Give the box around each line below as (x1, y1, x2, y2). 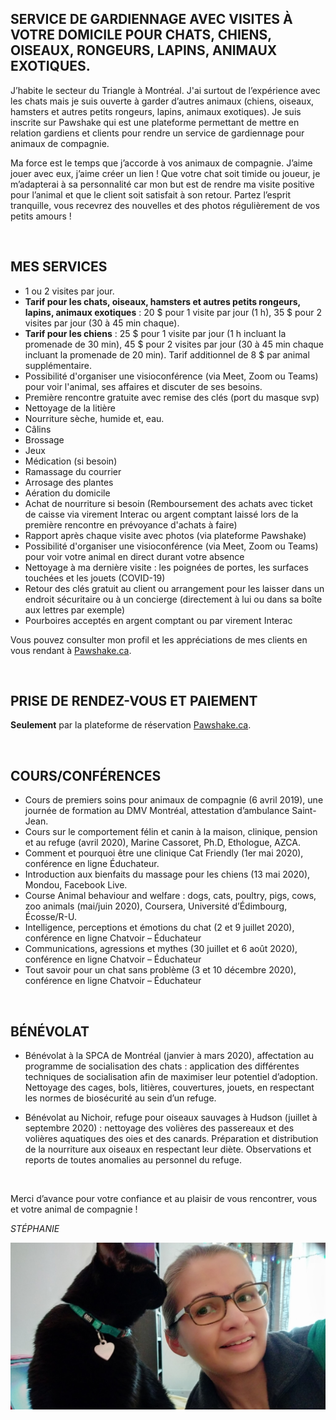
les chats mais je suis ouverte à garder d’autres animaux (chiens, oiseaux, (10, 95, 315, 107)
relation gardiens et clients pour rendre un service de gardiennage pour (10, 127, 305, 139)
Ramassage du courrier (24, 465, 122, 477)
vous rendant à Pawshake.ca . (10, 644, 132, 656)
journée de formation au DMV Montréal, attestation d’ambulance (24, 805, 290, 817)
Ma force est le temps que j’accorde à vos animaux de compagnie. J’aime (10, 157, 313, 169)
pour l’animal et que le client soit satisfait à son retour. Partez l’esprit (10, 188, 292, 201)
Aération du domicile (24, 487, 111, 499)
